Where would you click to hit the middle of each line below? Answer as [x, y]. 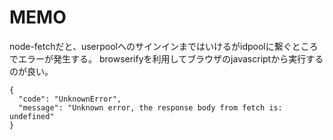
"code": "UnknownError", [70, 99]
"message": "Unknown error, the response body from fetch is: [150, 107]
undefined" [32, 116]
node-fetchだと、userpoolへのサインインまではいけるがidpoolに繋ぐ [150, 46]
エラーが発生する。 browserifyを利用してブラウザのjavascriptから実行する [170, 58]
